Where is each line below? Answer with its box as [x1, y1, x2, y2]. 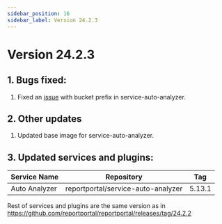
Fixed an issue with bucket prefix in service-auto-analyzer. [17, 93, 186, 101]
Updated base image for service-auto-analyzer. [17, 131, 154, 140]
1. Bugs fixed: [7, 74, 68, 86]
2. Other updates [7, 113, 82, 125]
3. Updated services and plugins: [7, 151, 154, 163]
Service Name [10, 172, 59, 182]
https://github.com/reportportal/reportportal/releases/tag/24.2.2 [7, 209, 192, 218]
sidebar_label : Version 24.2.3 [7, 17, 98, 24]
